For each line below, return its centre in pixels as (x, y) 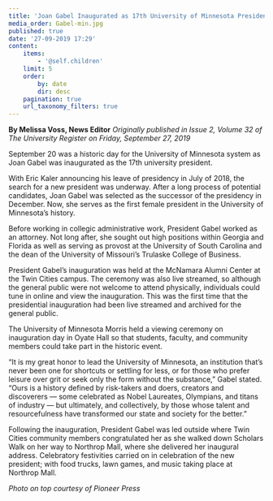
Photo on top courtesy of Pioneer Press (74, 489)
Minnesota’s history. (42, 213)
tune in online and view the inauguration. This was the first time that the (128, 296)
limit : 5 (38, 69)
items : (34, 54)
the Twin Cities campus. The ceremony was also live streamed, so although (135, 279)
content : (23, 46)
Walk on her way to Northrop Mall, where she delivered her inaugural (124, 447)
